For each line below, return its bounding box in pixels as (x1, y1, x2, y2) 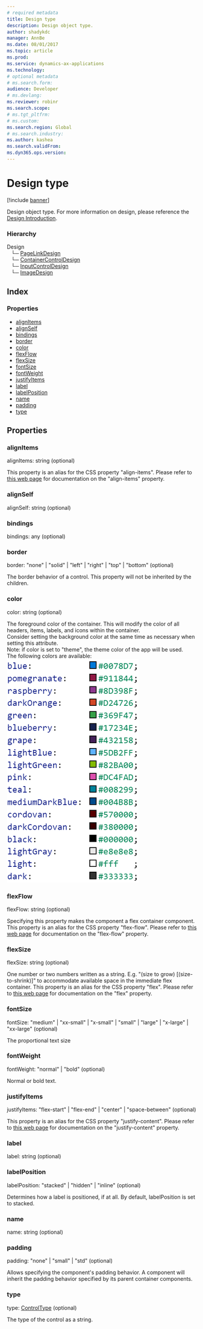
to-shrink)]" (7, 977, 36, 985)
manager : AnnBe (7, 35, 45, 42)
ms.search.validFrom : (7, 144, 61, 150)
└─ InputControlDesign (11, 262, 69, 270)
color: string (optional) (7, 608, 62, 615)
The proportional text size (7, 1036, 71, 1044)
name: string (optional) (7, 1228, 64, 1236)
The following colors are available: (7, 652, 92, 659)
